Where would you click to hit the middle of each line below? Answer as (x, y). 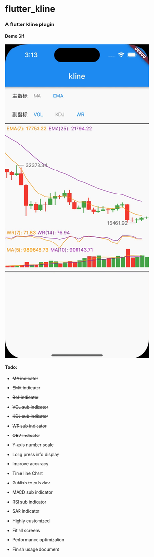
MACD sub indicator (32, 492)
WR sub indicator (29, 426)
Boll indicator (25, 397)
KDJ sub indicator (30, 416)
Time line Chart (28, 473)
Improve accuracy (30, 463)
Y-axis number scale (33, 445)
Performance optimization (38, 539)
